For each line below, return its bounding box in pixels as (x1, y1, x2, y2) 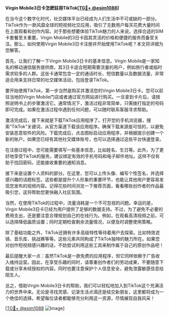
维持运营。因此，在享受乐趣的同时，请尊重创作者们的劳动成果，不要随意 (9, 259, 159, 265)
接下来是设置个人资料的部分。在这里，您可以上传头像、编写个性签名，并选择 (5, 170, 164, 176)
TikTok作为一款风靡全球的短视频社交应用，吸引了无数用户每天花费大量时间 (5, 22, 160, 28)
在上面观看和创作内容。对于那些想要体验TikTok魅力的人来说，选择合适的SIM (5, 28, 163, 34)
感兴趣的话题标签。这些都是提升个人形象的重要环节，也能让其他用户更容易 (5, 177, 159, 182)
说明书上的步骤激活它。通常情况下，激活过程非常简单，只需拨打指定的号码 (9, 100, 164, 106)
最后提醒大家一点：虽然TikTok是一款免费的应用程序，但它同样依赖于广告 (5, 253, 156, 259)
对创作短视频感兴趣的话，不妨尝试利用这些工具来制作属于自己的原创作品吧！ (5, 242, 164, 248)
